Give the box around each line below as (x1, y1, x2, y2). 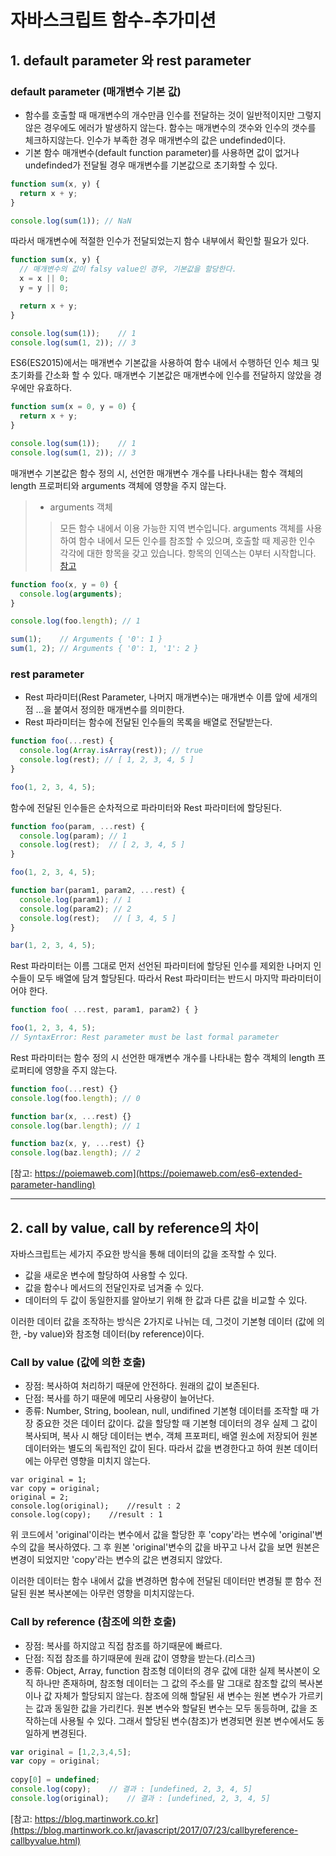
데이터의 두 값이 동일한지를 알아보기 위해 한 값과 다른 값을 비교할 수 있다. (24, 1294, 308, 1306)
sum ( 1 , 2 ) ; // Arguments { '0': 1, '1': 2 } (10, 644, 199, 654)
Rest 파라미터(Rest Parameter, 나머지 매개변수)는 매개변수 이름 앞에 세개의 (24, 691, 318, 703)
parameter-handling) (10, 1179, 96, 1191)
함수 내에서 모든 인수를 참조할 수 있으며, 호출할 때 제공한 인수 (78, 534, 316, 546)
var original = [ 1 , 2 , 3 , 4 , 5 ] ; (10, 1747, 132, 1757)
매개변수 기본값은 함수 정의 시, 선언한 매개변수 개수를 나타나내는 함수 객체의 (10, 467, 304, 479)
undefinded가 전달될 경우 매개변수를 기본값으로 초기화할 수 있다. (24, 159, 278, 171)
